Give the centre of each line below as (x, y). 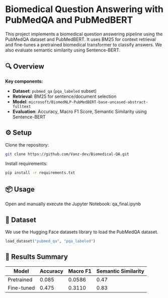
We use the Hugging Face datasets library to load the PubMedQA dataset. (82, 232)
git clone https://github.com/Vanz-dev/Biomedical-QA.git (67, 154)
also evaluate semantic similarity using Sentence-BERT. (63, 50)
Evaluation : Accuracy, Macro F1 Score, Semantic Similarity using (79, 111)
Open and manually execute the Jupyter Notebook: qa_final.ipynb (73, 204)
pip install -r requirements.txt (40, 173)
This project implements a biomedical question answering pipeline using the (84, 34)
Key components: (24, 81)
